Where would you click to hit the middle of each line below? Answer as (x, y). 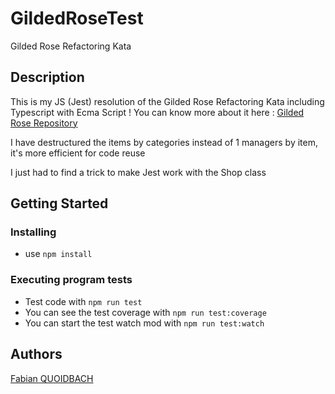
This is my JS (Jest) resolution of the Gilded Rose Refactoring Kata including (167, 101)
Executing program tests (71, 280)
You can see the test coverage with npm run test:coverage (145, 312)
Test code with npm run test (83, 301)
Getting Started (59, 203)
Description (47, 77)
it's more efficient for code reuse (78, 153)
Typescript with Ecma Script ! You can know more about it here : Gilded (157, 112)
